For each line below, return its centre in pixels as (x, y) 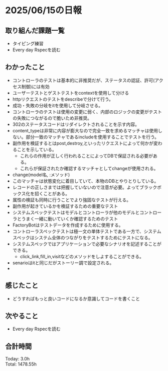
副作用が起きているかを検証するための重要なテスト (65, 206)
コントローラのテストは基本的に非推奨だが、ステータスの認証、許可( (83, 80)
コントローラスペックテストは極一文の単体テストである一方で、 (78, 231)
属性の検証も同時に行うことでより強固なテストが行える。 (72, 200)
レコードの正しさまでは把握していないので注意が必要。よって (76, 187)
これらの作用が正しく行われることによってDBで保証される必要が (87, 156)
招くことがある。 (52, 193)
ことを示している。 (37, 150)
